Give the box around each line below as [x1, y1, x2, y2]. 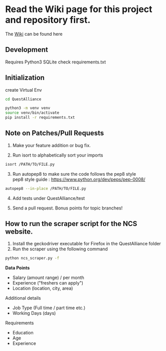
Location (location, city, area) [12, 286, 73, 292]
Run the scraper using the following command [12, 246, 108, 252]
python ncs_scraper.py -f [5, 256, 59, 261]
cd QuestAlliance [5, 97, 42, 102]
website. [5, 228, 33, 236]
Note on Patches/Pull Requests [5, 129, 104, 137]
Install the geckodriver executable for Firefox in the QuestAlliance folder [12, 241, 161, 247]
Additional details [5, 295, 41, 301]
